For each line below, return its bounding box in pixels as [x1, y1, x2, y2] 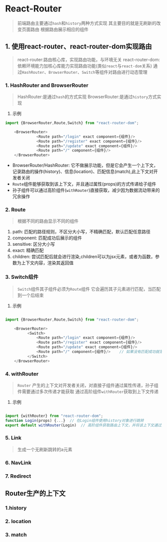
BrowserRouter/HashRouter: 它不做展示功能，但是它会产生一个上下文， [12, 163, 158, 169]
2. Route [5, 206, 26, 213]
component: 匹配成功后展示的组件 [12, 235, 82, 241]
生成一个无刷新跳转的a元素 [17, 446, 73, 452]
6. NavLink [5, 459, 31, 466]
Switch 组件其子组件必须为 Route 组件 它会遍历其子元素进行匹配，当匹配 [17, 286, 161, 292]
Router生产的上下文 [5, 489, 66, 498]
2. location [5, 518, 31, 525]
